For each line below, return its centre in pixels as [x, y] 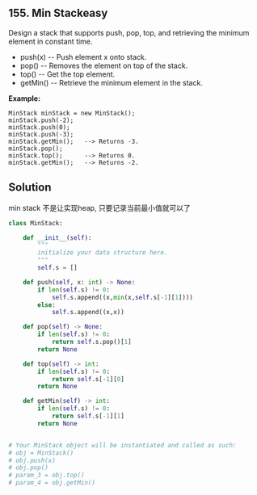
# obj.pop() [28, 468]
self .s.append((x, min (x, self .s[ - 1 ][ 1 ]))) [122, 297]
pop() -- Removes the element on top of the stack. [104, 65]
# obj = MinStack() [41, 453]
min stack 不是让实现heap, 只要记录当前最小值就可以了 [100, 208]
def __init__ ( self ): [57, 237]
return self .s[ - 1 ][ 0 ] [88, 379]
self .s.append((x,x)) [88, 313]
